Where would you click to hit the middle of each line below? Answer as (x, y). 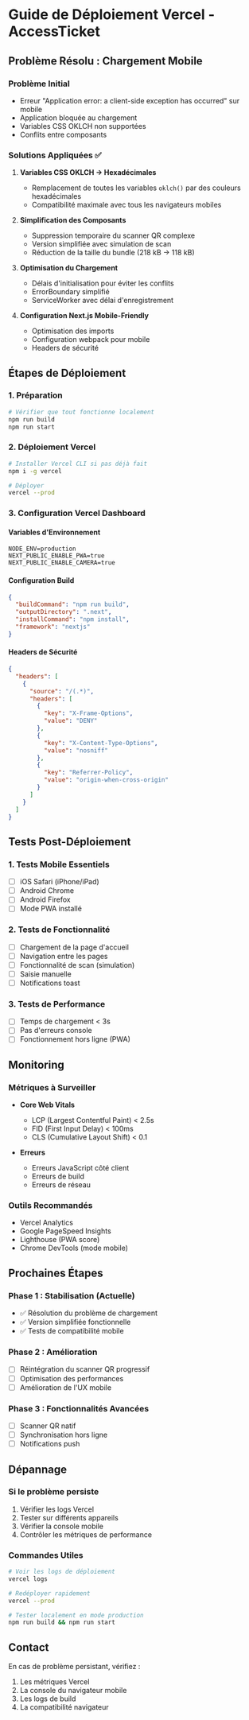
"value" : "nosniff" (76, 750)
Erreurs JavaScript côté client (80, 1168)
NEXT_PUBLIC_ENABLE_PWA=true (56, 556)
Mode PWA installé (51, 909)
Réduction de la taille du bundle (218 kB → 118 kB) (113, 253)
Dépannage (38, 1469)
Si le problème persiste (54, 1492)
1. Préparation (36, 395)
